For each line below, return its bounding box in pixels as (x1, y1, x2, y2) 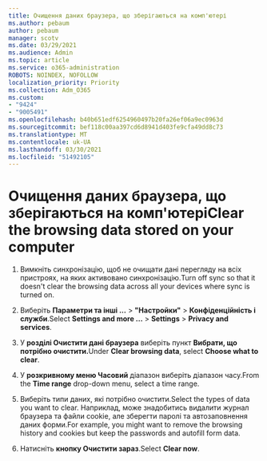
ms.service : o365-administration (8, 64, 120, 72)
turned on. (19, 290, 54, 300)
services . (19, 323, 52, 332)
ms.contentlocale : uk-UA (8, 137, 91, 146)
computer (8, 238, 75, 256)
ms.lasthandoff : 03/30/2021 (8, 145, 102, 153)
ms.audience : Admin (8, 49, 74, 57)
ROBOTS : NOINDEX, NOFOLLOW (8, 71, 98, 79)
